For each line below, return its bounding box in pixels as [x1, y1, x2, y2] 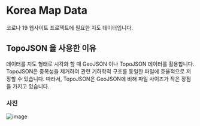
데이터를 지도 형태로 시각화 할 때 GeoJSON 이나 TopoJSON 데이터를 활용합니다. [6, 60, 195, 67]
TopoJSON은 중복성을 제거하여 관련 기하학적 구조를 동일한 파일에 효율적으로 [6, 67, 185, 75]
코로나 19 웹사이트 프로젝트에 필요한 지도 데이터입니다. [6, 24, 134, 31]
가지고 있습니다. [12, 82, 50, 90]
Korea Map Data [6, 4, 88, 17]
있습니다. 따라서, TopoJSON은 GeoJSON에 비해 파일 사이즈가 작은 [23, 75, 180, 82]
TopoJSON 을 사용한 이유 [6, 43, 97, 54]
